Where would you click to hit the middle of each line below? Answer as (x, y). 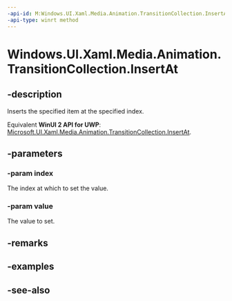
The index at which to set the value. (58, 188)
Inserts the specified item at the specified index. (76, 111)
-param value (30, 206)
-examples (31, 267)
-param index (30, 173)
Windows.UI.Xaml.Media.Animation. (115, 54)
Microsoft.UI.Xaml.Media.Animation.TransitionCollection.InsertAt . (99, 131)
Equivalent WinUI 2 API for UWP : (54, 125)
